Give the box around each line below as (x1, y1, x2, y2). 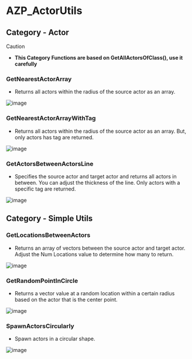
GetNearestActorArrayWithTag (6, 114, 96, 122)
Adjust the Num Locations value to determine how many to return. (14, 250, 174, 258)
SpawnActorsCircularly (6, 322, 74, 330)
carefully (14, 60, 37, 67)
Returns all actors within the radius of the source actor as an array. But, (14, 127, 186, 134)
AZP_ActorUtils (6, 4, 83, 18)
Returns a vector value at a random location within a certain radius (14, 289, 175, 296)
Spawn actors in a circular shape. (14, 335, 95, 343)
